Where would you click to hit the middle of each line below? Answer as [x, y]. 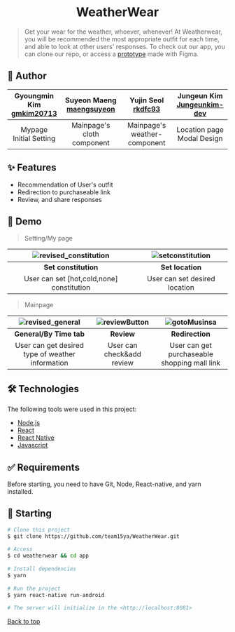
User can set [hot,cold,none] [71, 279]
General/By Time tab [50, 334]
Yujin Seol [147, 100]
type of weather [49, 354]
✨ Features [32, 168]
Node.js [29, 423]
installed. [20, 491]
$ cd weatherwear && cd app [48, 556]
